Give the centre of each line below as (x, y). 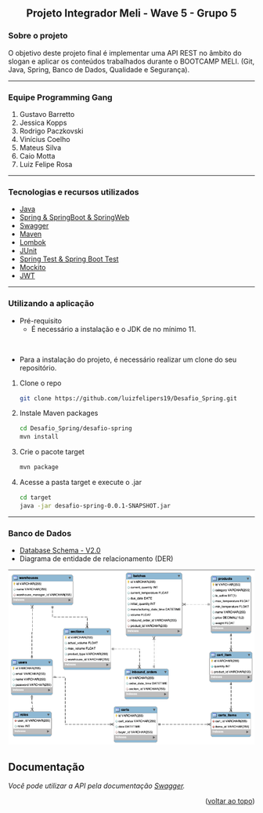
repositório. (38, 367)
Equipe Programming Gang (60, 97)
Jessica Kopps (43, 122)
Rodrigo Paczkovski (51, 131)
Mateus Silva (40, 148)
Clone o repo (40, 383)
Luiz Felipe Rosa (46, 164)
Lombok (33, 242)
